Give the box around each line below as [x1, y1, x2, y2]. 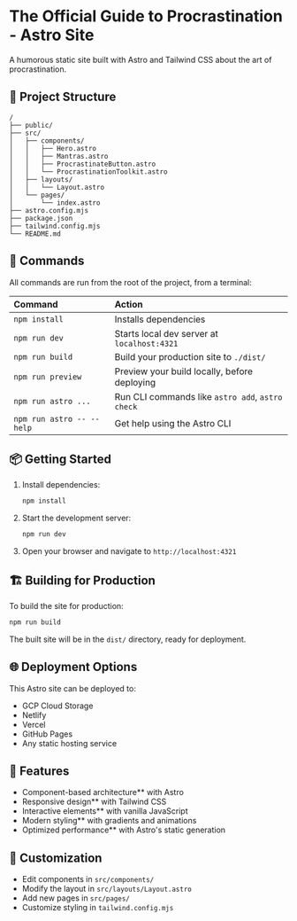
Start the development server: [21, 512, 132, 524]
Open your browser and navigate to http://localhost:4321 [21, 546, 237, 557]
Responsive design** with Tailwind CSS [21, 796, 167, 808]
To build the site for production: [9, 600, 124, 611]
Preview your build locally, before [114, 365, 254, 378]
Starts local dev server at [114, 327, 218, 340]
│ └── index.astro [9, 198, 101, 207]
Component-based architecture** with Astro [21, 787, 184, 798]
